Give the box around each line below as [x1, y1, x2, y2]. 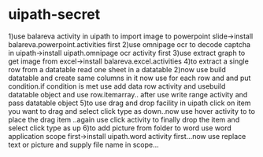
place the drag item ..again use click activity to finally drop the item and [8, 115, 240, 124]
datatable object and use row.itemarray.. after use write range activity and [8, 89, 248, 99]
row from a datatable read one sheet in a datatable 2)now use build [8, 64, 227, 74]
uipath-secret [8, 5, 101, 24]
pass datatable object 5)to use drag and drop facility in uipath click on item [8, 98, 251, 108]
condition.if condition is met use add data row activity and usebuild [8, 81, 226, 91]
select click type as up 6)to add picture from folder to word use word [8, 123, 232, 133]
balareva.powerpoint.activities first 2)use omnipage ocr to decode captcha [8, 39, 250, 49]
